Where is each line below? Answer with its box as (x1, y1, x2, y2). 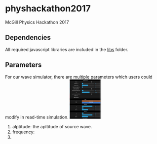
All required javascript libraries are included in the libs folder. (5, 46, 128, 52)
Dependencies (5, 33, 51, 42)
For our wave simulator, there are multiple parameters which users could (5, 74, 153, 80)
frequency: (12, 129, 35, 135)
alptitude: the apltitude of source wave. (12, 123, 92, 129)
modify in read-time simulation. (5, 114, 69, 120)
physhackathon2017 (5, 3, 91, 14)
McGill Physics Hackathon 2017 (5, 19, 69, 25)
